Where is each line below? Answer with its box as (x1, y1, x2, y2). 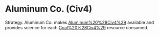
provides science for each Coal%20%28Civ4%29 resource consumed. (5, 24, 149, 30)
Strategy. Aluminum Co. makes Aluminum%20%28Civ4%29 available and (5, 19, 154, 25)
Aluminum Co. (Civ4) (5, 3, 92, 15)
